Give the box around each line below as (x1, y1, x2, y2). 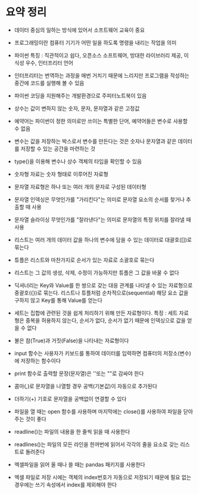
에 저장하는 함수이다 (14, 357, 61, 364)
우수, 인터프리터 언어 (25, 59, 74, 66)
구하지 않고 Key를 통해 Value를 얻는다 (14, 296, 102, 303)
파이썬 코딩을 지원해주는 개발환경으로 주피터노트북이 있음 (14, 92, 147, 99)
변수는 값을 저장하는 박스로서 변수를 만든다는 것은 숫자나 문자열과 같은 (14, 137, 177, 145)
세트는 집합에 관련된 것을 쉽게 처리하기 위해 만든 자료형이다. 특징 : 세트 (14, 309, 178, 317)
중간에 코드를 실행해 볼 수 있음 (14, 79, 85, 87)
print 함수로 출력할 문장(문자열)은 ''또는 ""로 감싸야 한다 (14, 370, 144, 377)
